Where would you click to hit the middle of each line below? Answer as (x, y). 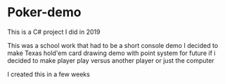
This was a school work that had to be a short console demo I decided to (113, 45)
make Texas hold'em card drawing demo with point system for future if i (111, 53)
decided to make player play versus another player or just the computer (111, 60)
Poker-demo (44, 12)
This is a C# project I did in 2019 (54, 32)
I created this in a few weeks (49, 74)
